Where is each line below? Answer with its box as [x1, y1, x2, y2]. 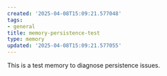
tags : [7, 17, 23, 23]
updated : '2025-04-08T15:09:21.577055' [7, 42, 122, 49]
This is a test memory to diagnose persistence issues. [7, 61, 160, 69]
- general [7, 23, 36, 30]
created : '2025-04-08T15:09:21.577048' [7, 10, 122, 17]
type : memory [7, 36, 45, 43]
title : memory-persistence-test [7, 29, 100, 37]
